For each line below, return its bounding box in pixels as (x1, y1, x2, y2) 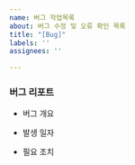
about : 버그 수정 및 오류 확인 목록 (9, 22, 126, 31)
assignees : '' (9, 47, 63, 56)
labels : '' (9, 38, 50, 48)
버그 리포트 (9, 87, 55, 99)
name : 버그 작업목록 (9, 13, 75, 23)
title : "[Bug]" (9, 30, 67, 39)
